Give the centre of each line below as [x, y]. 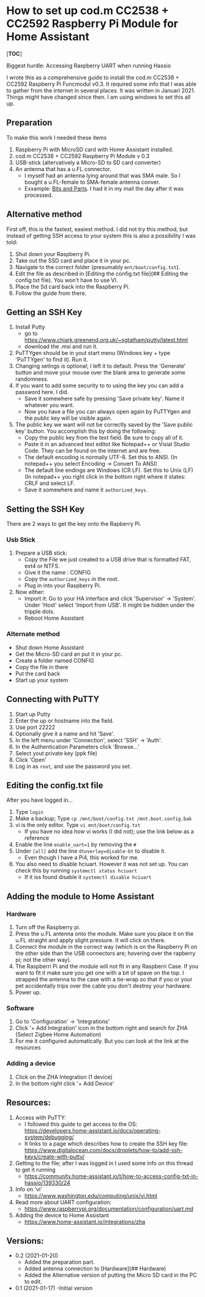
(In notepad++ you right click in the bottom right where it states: [105, 477]
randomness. [32, 379]
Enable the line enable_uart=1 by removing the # [76, 845]
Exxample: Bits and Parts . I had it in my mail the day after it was [104, 188]
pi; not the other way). [43, 960]
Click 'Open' [31, 759]
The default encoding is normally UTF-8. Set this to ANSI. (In [101, 457]
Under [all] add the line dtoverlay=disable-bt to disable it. [91, 851]
